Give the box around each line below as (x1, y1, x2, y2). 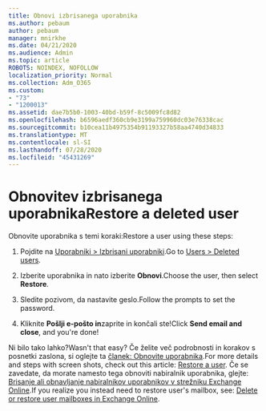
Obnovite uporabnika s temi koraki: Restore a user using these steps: (8, 232, 234, 241)
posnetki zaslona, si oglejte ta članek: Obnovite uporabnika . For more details (8, 352, 259, 361)
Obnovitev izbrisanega (8, 187, 163, 206)
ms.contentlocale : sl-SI (8, 138, 91, 147)
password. (19, 304, 55, 313)
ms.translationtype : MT (8, 131, 88, 139)
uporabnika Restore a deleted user (8, 205, 239, 223)
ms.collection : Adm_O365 (8, 79, 91, 87)
